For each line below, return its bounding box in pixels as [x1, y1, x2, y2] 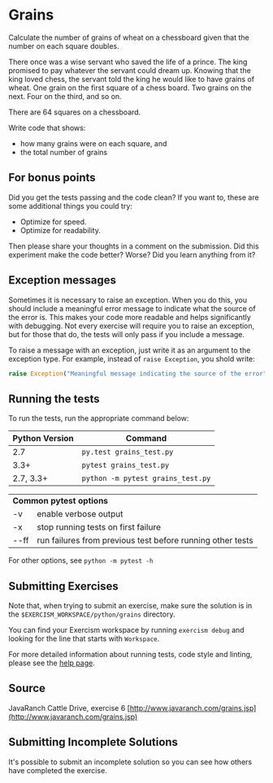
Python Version [12, 433, 75, 444]
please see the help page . [8, 658, 95, 668]
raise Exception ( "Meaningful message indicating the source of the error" [8, 370, 267, 378]
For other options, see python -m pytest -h [8, 556, 154, 565]
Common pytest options [12, 495, 108, 507]
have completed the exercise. [8, 765, 107, 775]
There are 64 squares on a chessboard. [8, 107, 141, 117]
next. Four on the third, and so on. [8, 91, 122, 101]
